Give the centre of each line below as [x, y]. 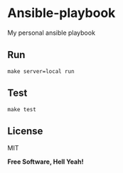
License [25, 131]
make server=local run [41, 71]
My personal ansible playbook [52, 33]
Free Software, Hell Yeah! [46, 162]
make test [22, 109]
